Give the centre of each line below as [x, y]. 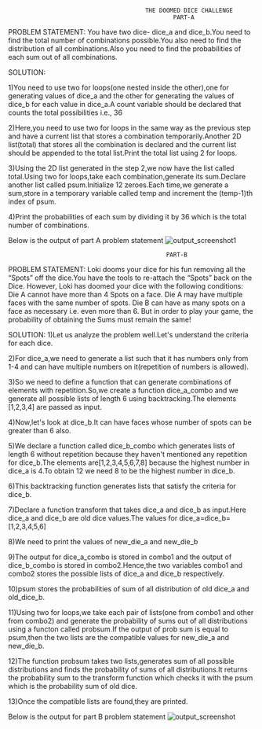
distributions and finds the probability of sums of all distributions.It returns [128, 669]
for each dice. [31, 343]
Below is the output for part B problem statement [87, 716]
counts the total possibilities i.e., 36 [65, 112]
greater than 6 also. [40, 431]
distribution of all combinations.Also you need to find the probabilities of [125, 49]
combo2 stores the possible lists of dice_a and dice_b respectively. [116, 574]
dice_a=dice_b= [205, 518]
